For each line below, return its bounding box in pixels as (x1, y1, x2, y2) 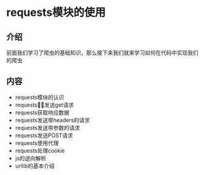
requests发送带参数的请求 (15, 124, 80, 131)
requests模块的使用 (6, 5, 106, 20)
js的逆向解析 (15, 154, 47, 162)
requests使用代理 (15, 139, 59, 146)
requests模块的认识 (15, 93, 65, 101)
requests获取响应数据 (15, 109, 70, 116)
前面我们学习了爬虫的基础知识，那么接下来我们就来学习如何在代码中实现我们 (6, 49, 199, 56)
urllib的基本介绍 (15, 162, 55, 170)
